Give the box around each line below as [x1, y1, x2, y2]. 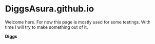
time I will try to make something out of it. [5, 24, 88, 30]
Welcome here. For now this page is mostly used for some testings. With [5, 19, 151, 25]
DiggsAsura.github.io [5, 3, 94, 14]
